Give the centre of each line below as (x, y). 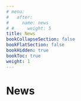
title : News (21, 34)
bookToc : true (24, 56)
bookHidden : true (27, 50)
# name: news (27, 23)
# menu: (16, 12)
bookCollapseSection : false (41, 39)
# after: (20, 17)
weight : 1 (18, 61)
